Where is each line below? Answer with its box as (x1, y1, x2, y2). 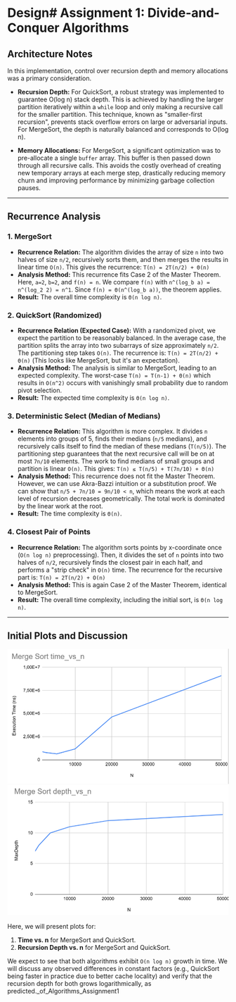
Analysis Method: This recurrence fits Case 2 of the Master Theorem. (17, 270, 221, 279)
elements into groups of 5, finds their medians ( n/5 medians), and (17, 434, 207, 443)
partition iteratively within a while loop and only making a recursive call (17, 103, 223, 111)
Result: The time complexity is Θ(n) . (17, 509, 122, 518)
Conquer (7, 20, 60, 36)
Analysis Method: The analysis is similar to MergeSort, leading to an (17, 363, 217, 372)
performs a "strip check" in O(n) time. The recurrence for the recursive (17, 565, 223, 574)
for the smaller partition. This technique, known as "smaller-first (17, 111, 202, 118)
